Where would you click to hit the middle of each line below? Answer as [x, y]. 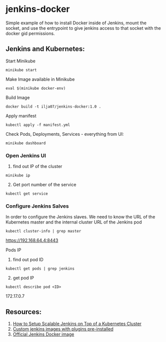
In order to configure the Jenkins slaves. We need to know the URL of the [81, 217]
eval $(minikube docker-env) [36, 88]
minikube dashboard [26, 143]
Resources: [24, 312]
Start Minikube [21, 61]
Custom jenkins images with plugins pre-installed [63, 329]
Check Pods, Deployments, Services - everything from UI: [65, 134]
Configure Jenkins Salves [37, 206]
